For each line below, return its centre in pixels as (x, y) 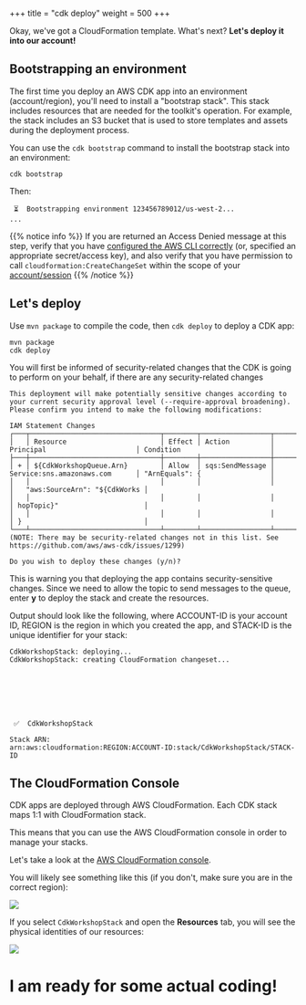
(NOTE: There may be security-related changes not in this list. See (144, 538)
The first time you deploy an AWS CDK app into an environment (128, 91)
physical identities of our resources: (76, 932)
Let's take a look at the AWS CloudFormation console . (110, 860)
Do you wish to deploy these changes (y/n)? (95, 561)
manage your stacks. (49, 843)
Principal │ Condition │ (142, 450)
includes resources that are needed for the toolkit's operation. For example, (151, 110)
